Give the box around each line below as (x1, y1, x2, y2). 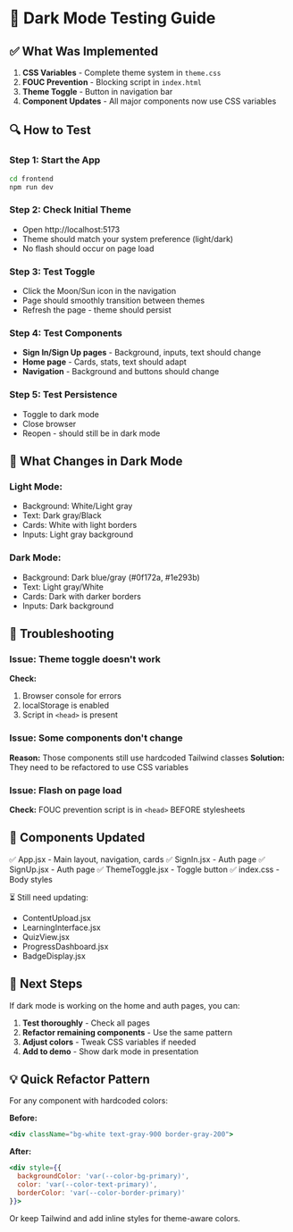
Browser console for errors (21, 691, 122, 701)
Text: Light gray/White (21, 581, 105, 592)
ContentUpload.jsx (21, 912, 91, 923)
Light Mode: (9, 480, 63, 492)
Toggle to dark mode (21, 408, 100, 419)
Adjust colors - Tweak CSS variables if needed (21, 1036, 197, 1047)
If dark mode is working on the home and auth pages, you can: (9, 1000, 240, 1010)
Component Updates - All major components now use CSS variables (21, 96, 277, 106)
